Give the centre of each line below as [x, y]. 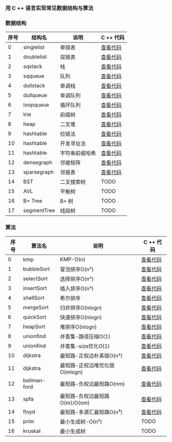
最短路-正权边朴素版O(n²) [91, 355]
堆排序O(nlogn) [78, 327]
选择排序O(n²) [77, 279]
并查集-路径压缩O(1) [85, 336]
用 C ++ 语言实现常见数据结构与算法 [49, 8]
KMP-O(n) [72, 259]
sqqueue [34, 76]
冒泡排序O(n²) [77, 269]
